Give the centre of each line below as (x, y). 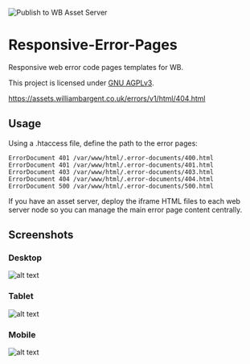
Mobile (22, 334)
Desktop (25, 258)
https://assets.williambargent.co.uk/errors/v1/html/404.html (107, 98)
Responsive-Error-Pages (93, 45)
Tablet (21, 296)
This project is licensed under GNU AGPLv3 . (81, 83)
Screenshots (41, 235)
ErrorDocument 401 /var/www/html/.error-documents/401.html (111, 165)
